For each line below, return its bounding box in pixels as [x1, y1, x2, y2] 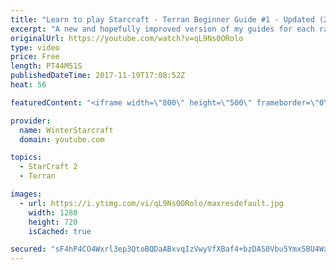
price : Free [10, 52, 60, 62]
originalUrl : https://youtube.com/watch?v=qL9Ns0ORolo [10, 33, 244, 43]
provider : [10, 116, 52, 126]
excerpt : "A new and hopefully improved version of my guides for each [10, 24, 315, 34]
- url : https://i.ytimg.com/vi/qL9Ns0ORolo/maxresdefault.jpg [19, 198, 284, 208]
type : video [10, 42, 60, 53]
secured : [10, 244, 47, 255]
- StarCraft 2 [19, 162, 78, 172]
